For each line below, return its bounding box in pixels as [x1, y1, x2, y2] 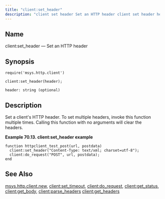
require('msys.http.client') [5, 70, 65, 75]
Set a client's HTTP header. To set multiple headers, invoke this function [5, 114, 151, 120]
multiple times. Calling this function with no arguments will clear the [5, 119, 142, 125]
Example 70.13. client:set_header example [5, 134, 93, 140]
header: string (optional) [5, 88, 60, 93]
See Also [5, 170, 33, 178]
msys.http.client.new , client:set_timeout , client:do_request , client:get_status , [5, 183, 159, 189]
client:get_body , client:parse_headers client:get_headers [5, 188, 120, 194]
